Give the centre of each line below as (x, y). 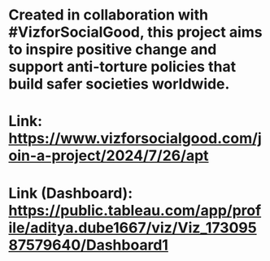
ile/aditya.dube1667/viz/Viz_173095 (133, 227)
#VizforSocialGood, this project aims (135, 32)
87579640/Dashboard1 (89, 245)
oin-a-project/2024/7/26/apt (109, 156)
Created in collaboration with (109, 15)
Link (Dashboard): (71, 193)
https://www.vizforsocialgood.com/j (135, 139)
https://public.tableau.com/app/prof (135, 210)
